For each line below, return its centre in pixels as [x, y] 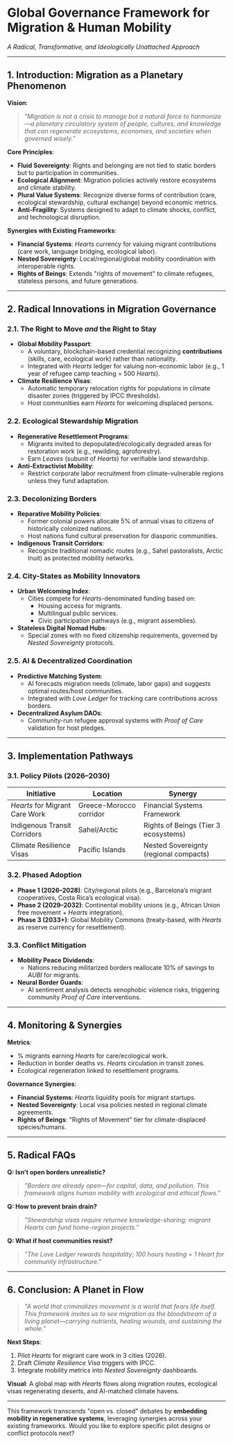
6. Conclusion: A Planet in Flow [76, 1289]
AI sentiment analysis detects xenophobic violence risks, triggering [123, 990]
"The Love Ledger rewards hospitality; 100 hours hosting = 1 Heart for [124, 1254]
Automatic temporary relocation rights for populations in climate [119, 388]
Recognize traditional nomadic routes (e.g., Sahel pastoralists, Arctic [125, 551]
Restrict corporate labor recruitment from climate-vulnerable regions [126, 473]
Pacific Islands [102, 850]
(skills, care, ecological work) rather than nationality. [102, 359]
